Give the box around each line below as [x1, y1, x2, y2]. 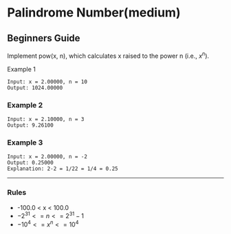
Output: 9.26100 [7, 122, 54, 129]
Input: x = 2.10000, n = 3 [7, 116, 85, 123]
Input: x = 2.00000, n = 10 [7, 78, 88, 85]
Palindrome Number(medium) [7, 5, 181, 21]
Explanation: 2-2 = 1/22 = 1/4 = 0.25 [7, 165, 118, 173]
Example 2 [7, 100, 43, 109]
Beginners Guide [7, 32, 80, 44]
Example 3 [7, 138, 43, 147]
